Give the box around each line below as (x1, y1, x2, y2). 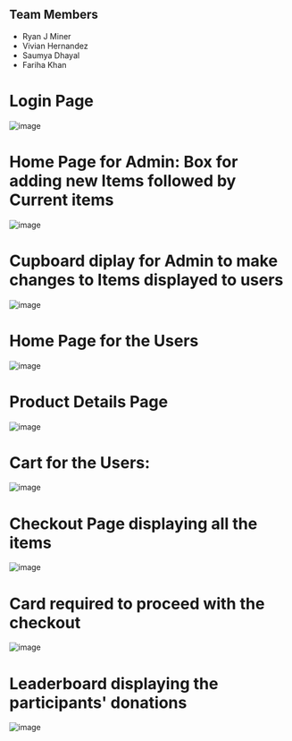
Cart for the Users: (9, 452, 150, 473)
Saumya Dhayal (21, 49, 80, 61)
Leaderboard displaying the (9, 673, 219, 694)
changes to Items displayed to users (9, 269, 284, 290)
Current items (9, 190, 114, 209)
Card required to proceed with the (9, 593, 265, 614)
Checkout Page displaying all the (9, 514, 258, 533)
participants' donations (9, 693, 188, 712)
